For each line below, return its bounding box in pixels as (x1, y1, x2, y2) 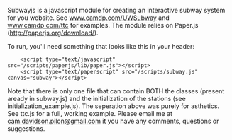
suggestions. (7, 124, 45, 133)
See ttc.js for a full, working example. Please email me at (7, 110, 172, 117)
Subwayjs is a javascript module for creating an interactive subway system (7, 6, 226, 14)
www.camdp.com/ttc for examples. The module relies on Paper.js (7, 21, 199, 29)
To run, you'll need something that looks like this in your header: (7, 42, 195, 50)
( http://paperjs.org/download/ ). (7, 28, 99, 37)
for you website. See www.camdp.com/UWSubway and (7, 13, 170, 22)
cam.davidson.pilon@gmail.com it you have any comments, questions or (7, 117, 219, 125)
